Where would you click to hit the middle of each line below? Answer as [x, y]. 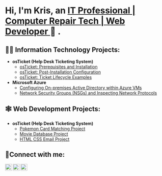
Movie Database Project [44, 134]
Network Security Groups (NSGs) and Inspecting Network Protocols [88, 93]
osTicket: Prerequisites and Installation [59, 67]
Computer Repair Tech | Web [65, 21]
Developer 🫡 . [33, 32]
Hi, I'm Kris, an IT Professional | [70, 11]
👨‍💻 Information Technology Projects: [63, 50]
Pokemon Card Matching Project [52, 129]
